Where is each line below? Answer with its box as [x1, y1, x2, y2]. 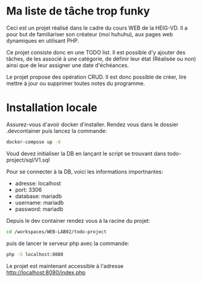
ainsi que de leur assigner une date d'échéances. [6, 62, 129, 69]
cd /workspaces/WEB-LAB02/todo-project [6, 228, 107, 235]
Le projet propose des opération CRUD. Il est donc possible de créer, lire [6, 73, 187, 80]
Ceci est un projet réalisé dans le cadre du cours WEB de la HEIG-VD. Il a [6, 24, 188, 31]
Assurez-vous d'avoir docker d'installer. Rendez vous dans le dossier [6, 121, 178, 128]
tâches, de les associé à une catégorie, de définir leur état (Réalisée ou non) [6, 55, 197, 62]
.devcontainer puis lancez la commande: [6, 127, 108, 134]
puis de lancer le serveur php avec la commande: [6, 240, 129, 247]
